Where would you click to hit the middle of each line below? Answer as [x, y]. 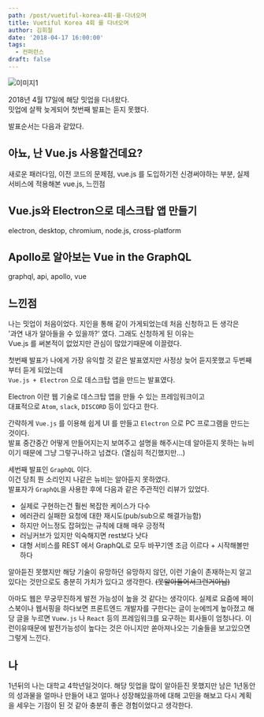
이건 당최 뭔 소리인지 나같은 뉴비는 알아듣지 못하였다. [89, 479]
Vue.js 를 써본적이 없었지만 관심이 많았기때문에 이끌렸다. [95, 344]
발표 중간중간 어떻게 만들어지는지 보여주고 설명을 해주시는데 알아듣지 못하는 [124, 443]
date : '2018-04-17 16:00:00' [56, 37]
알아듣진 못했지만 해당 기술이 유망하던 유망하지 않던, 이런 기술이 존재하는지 [123, 572]
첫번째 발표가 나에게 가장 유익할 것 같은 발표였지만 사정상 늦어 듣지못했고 [119, 360]
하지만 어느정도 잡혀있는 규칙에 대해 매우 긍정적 [92, 526]
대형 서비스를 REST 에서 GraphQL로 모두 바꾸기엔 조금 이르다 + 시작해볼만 [134, 545]
